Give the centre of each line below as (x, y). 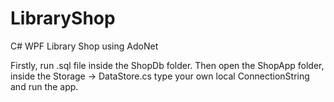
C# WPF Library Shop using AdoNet (84, 46)
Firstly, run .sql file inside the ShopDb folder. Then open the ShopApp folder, (167, 65)
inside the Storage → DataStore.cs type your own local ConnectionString (160, 76)
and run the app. (44, 86)
